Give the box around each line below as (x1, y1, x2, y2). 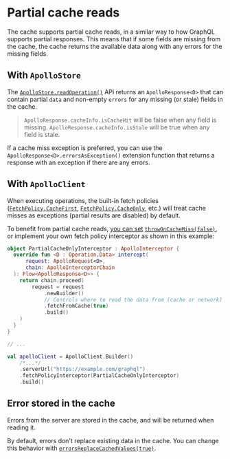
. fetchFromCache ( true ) (43, 303, 109, 310)
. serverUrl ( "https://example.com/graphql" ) (19, 366, 146, 373)
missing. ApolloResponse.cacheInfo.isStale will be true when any (23, 122, 210, 131)
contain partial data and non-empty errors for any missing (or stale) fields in (7, 95, 223, 103)
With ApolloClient (7, 178, 86, 190)
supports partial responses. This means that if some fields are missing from (7, 34, 221, 43)
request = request (32, 284, 84, 290)
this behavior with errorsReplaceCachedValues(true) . (7, 444, 157, 452)
